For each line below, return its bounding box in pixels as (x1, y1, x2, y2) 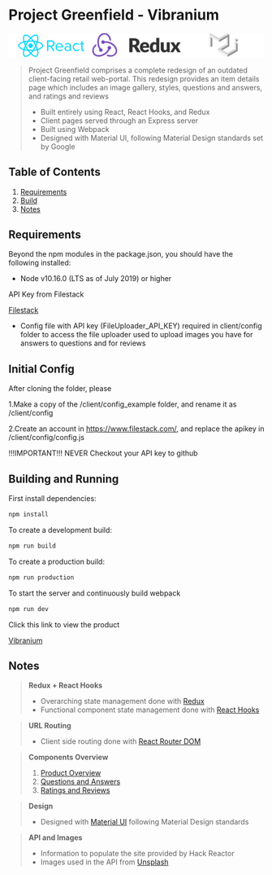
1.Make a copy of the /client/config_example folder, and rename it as (8, 399, 237, 409)
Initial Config (8, 362, 75, 376)
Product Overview (40, 768, 101, 778)
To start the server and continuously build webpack (8, 588, 181, 598)
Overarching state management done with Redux (40, 697, 205, 706)
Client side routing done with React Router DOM (40, 736, 201, 746)
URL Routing (28, 721, 71, 731)
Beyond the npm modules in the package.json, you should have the (8, 249, 234, 259)
